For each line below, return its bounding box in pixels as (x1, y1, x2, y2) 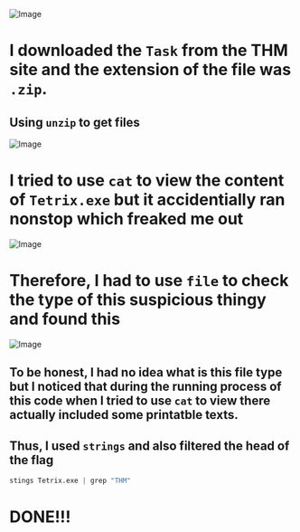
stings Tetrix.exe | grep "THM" (9, 476, 131, 486)
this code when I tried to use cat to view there (9, 394, 271, 409)
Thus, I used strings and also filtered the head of (9, 438, 290, 453)
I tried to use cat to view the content (9, 170, 285, 191)
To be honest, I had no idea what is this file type (9, 365, 283, 380)
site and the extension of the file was (9, 60, 292, 81)
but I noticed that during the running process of (9, 379, 282, 394)
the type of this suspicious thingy (9, 290, 267, 310)
